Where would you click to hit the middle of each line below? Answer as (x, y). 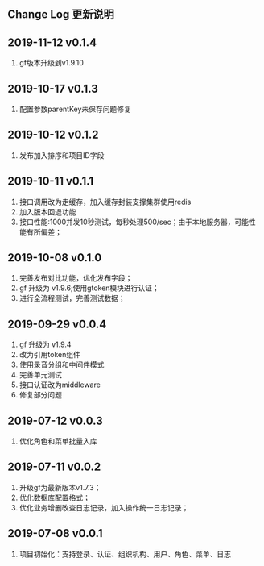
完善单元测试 (40, 375)
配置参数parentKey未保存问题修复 (75, 109)
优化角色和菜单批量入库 (58, 441)
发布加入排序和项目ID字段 (62, 155)
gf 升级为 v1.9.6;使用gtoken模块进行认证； (89, 288)
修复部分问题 (40, 395)
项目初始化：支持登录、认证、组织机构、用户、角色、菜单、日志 (125, 554)
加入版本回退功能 (47, 211)
